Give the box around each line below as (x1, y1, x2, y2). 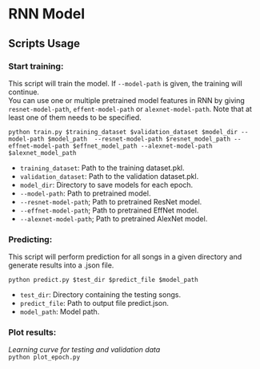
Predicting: (8, 233, 53, 244)
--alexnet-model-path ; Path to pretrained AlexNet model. (19, 213, 208, 224)
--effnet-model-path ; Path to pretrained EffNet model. (19, 205, 199, 215)
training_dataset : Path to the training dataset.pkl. (19, 163, 185, 173)
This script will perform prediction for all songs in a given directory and (8, 252, 242, 262)
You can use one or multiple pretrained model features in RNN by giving (8, 95, 246, 105)
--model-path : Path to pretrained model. (19, 188, 151, 198)
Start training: (8, 61, 64, 72)
